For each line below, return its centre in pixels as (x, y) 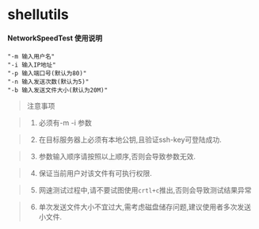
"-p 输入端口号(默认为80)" (47, 74)
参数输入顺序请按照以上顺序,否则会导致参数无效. (117, 157)
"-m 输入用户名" (31, 57)
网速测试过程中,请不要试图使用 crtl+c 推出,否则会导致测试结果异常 (145, 190)
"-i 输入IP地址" (32, 65)
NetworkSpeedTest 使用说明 (55, 38)
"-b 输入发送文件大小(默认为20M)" (58, 90)
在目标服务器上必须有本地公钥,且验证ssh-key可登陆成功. (130, 139)
